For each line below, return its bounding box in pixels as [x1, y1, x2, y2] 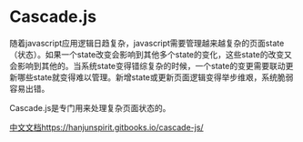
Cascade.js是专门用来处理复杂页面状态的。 [9, 102, 171, 113]
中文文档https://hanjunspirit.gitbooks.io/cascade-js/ [9, 121, 204, 133]
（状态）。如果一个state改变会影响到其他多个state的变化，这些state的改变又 [9, 48, 293, 60]
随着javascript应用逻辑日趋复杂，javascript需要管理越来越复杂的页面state [9, 37, 285, 48]
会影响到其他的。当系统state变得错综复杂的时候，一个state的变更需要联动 [9, 60, 287, 71]
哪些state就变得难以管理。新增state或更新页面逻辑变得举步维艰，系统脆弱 [16, 71, 294, 83]
